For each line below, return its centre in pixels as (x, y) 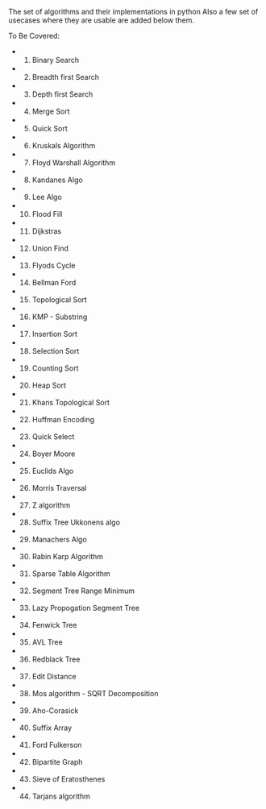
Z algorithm (51, 505)
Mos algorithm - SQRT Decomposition (95, 693)
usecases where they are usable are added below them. (102, 20)
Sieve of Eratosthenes (69, 779)
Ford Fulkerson (57, 745)
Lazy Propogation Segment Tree (85, 608)
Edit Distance (54, 676)
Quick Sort (50, 129)
